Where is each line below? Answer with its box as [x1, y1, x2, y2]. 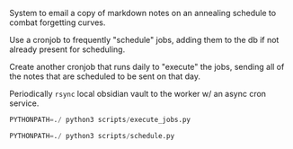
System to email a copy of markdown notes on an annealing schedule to [9, 8, 277, 18]
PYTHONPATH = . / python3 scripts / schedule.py [9, 131, 175, 140]
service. [9, 98, 40, 109]
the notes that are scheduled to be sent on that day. [9, 71, 200, 82]
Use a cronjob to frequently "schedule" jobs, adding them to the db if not [9, 35, 280, 45]
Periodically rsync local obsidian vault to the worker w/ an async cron [9, 89, 267, 99]
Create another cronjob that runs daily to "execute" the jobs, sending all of [9, 62, 285, 72]
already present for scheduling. [9, 44, 126, 55]
